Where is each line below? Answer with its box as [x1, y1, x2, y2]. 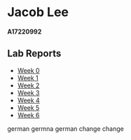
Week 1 [17, 73, 39, 82]
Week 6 [17, 111, 40, 119]
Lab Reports [7, 48, 62, 59]
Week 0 [17, 66, 40, 74]
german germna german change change [7, 124, 124, 133]
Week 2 [17, 81, 40, 90]
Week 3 [17, 88, 40, 97]
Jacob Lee [7, 4, 69, 20]
